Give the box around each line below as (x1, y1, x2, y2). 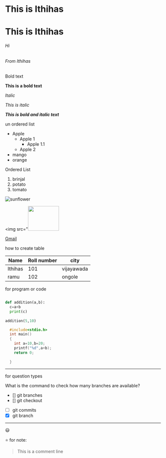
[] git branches (12, 392, 43, 398)
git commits (12, 407, 37, 413)
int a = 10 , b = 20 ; (14, 341, 45, 346)
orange (12, 157, 27, 163)
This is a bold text (5, 83, 42, 89)
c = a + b (9, 305, 21, 310)
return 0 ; (14, 350, 35, 355)
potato (12, 181, 26, 187)
